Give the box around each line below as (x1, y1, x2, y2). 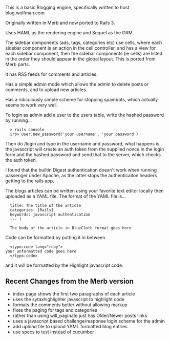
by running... (5, 117, 32, 123)
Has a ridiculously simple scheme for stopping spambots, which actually (5, 97, 158, 102)
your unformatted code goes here (5, 249, 77, 254)
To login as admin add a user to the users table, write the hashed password (5, 112, 164, 118)
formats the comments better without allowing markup (12, 302, 128, 308)
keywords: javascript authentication (10, 212, 91, 217)
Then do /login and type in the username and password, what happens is (5, 141, 160, 146)
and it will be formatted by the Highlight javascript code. (5, 262, 124, 268)
